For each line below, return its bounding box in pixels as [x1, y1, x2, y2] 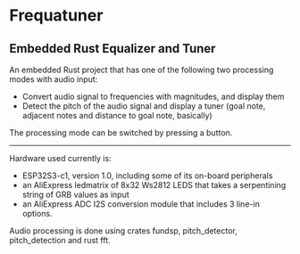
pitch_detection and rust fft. [9, 235, 112, 245]
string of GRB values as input [21, 189, 129, 200]
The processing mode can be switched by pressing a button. [9, 127, 233, 138]
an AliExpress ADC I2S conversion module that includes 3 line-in [21, 199, 261, 209]
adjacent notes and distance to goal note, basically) [21, 111, 212, 120]
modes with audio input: [9, 74, 98, 85]
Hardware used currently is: [9, 153, 112, 163]
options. [21, 209, 53, 218]
